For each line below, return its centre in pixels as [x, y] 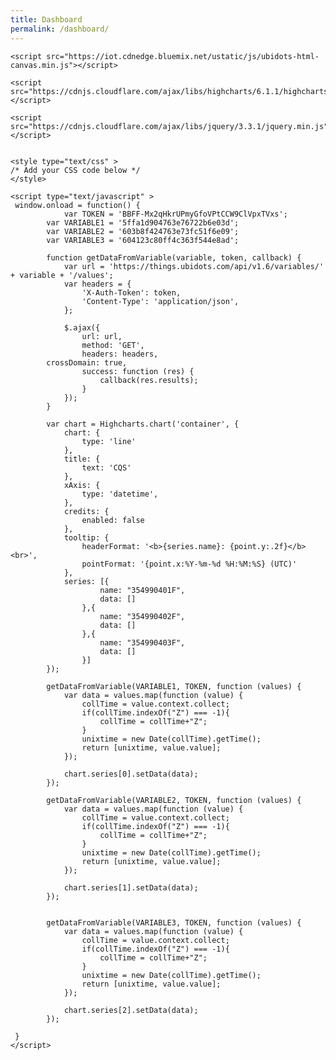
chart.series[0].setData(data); [131, 774]
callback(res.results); [149, 380]
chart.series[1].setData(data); [131, 887]
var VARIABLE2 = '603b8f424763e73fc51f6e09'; [143, 231]
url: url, [102, 336]
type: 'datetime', [120, 494]
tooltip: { [86, 537]
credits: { [86, 511]
